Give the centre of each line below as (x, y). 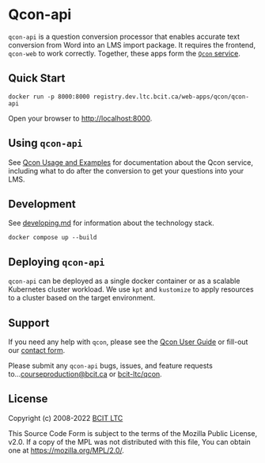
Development (42, 204)
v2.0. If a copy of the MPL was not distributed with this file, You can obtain (129, 442)
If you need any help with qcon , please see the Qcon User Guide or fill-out (128, 342)
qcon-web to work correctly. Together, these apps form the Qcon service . (125, 53)
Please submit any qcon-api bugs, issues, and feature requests (111, 365)
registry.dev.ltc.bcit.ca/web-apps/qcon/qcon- (171, 97)
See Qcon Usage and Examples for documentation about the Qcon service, (131, 162)
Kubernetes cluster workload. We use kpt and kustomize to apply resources (131, 289)
